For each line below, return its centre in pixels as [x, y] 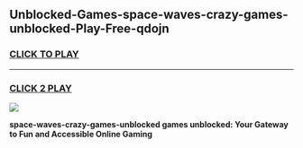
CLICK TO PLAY [44, 55]
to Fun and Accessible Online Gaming [81, 134]
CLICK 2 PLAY [41, 88]
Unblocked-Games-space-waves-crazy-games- [149, 15]
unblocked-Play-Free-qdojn [89, 29]
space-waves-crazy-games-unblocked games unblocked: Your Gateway [149, 124]
